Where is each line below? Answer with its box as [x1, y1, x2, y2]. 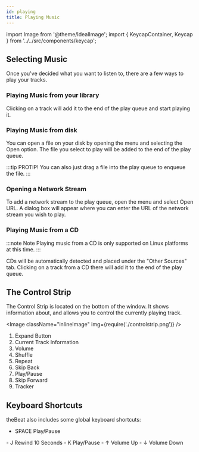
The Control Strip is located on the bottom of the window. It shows [6, 303, 169, 310]
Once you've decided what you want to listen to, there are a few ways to [6, 70, 184, 77]
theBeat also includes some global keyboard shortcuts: [6, 416, 141, 423]
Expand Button [14, 332, 52, 339]
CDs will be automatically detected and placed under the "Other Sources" [6, 257, 187, 264]
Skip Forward [14, 376, 48, 384]
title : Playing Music [6, 14, 60, 20]
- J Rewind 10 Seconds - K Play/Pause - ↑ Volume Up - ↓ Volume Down [6, 439, 184, 447]
